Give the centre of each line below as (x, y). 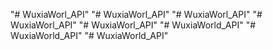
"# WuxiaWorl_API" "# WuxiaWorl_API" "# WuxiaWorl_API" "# (136, 14)
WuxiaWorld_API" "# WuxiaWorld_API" (89, 35)
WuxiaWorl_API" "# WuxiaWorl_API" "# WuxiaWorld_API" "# (133, 25)
